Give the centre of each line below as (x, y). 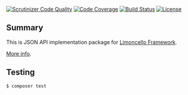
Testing (21, 72)
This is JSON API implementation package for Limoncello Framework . (92, 42)
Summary (25, 28)
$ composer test (26, 86)
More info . (19, 53)
